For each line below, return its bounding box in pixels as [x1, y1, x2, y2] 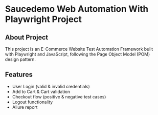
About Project [5, 33, 48, 41]
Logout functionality [12, 99, 53, 105]
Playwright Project [5, 14, 82, 25]
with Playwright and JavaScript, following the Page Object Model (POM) [5, 51, 150, 57]
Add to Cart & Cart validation [12, 89, 70, 95]
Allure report [12, 104, 38, 110]
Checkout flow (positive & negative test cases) [12, 94, 106, 99]
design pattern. [5, 57, 36, 62]
